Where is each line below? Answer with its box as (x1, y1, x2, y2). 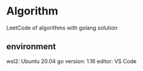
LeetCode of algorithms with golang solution (6, 24, 117, 31)
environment (6, 42, 56, 52)
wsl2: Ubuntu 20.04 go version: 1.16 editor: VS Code (6, 57, 137, 64)
